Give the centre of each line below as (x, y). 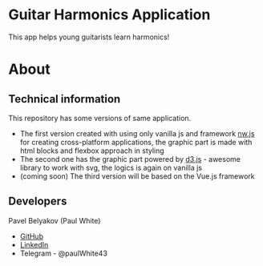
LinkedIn (34, 244)
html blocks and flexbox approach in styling (92, 151)
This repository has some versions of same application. (100, 118)
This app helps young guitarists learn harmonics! (89, 37)
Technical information (65, 99)
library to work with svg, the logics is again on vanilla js (111, 167)
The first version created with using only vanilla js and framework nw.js (137, 133)
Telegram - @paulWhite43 (64, 253)
